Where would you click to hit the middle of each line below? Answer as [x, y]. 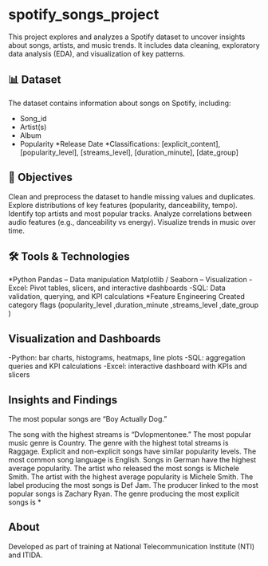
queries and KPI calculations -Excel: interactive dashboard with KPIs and [128, 366]
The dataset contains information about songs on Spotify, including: [120, 103]
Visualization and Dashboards [85, 338]
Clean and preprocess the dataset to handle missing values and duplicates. [132, 196]
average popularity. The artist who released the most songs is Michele [124, 468]
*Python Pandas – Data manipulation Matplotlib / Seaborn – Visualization [128, 280]
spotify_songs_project [84, 15]
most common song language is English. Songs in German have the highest [132, 460]
